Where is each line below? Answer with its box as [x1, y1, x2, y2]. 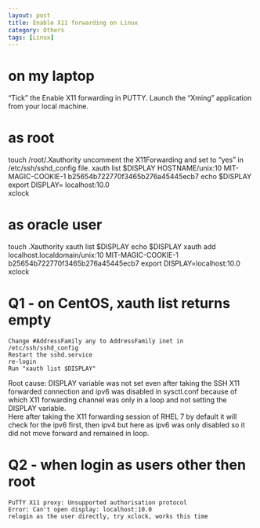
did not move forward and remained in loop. [8, 429, 150, 438]
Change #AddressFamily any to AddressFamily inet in [8, 337, 184, 345]
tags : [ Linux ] [8, 33, 55, 42]
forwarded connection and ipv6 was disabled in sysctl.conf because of [8, 387, 237, 396]
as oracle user [8, 216, 103, 234]
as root [8, 129, 55, 147]
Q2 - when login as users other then [8, 456, 247, 474]
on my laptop [8, 68, 96, 85]
